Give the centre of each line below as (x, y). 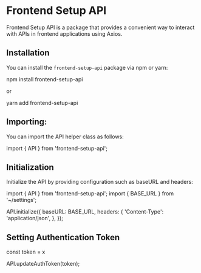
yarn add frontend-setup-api (42, 103)
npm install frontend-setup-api (45, 79)
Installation (28, 53)
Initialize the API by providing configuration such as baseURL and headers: (100, 182)
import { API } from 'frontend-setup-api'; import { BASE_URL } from (90, 194)
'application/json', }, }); (35, 218)
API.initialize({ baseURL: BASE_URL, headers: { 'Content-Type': (85, 212)
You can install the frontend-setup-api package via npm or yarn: (87, 67)
